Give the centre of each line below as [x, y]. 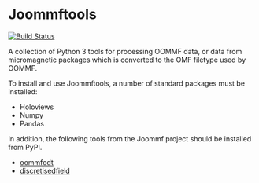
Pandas [32, 123]
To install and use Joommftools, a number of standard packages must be [127, 83]
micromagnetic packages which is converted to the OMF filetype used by [127, 60]
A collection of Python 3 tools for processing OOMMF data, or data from [125, 51]
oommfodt [36, 162]
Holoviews [37, 107]
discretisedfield [45, 170]
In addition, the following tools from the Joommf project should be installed [130, 138]
